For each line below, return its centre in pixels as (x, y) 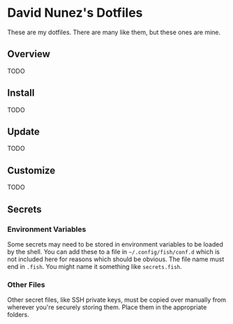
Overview (29, 54)
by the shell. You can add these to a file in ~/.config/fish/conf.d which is (113, 251)
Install (21, 93)
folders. (18, 315)
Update (24, 132)
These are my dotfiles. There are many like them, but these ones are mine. (114, 32)
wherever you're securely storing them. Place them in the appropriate (107, 307)
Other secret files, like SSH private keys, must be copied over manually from (117, 300)
